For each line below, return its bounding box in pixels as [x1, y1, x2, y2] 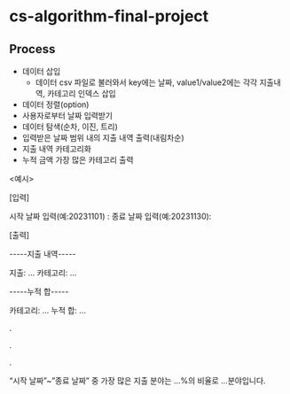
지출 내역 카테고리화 [21, 143, 91, 154]
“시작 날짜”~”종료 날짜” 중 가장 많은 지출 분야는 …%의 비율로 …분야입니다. [9, 375, 266, 386]
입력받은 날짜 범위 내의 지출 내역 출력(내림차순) [21, 133, 184, 143]
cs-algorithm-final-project [9, 6, 209, 27]
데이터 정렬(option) [21, 99, 90, 110]
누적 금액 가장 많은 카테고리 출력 [21, 155, 134, 165]
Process [9, 42, 56, 57]
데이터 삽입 [21, 66, 61, 76]
